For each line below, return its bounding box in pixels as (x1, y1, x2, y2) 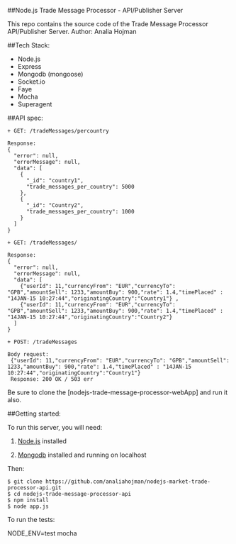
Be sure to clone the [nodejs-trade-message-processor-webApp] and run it (7, 388, 228, 396)
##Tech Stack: (7, 41, 50, 49)
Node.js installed (17, 437, 67, 445)
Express (17, 62, 42, 70)
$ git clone (7, 478, 43, 485)
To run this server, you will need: (7, 423, 103, 431)
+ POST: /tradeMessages (7, 338, 78, 345)
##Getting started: (7, 409, 62, 418)
